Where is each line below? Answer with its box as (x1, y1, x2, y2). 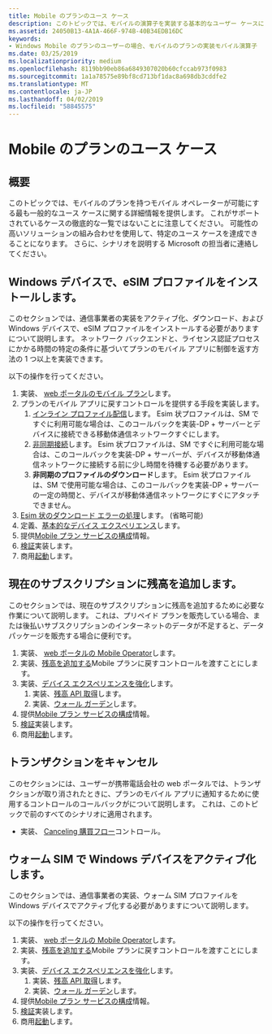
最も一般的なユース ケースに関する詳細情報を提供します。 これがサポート (15, 208, 261, 218)
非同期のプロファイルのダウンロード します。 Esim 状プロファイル (32, 469, 252, 480)
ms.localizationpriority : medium (8, 58, 122, 66)
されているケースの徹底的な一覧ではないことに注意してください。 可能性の (8, 219, 258, 228)
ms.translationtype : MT (8, 80, 89, 88)
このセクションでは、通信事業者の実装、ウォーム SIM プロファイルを (8, 891, 239, 901)
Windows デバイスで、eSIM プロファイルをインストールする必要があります (8, 323, 260, 333)
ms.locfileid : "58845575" (8, 102, 96, 111)
